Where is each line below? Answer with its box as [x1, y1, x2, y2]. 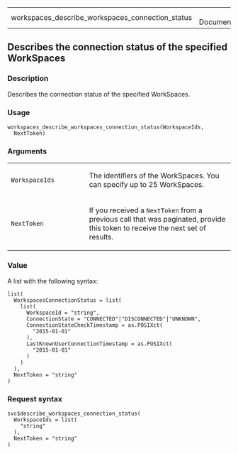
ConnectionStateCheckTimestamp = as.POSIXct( [25, 321, 163, 329]
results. [89, 232, 114, 242]
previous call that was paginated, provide [89, 215, 226, 225]
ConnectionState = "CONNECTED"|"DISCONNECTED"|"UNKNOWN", [25, 315, 201, 323]
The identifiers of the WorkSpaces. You [89, 171, 220, 180]
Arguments [7, 146, 47, 156]
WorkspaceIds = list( [13, 416, 78, 423]
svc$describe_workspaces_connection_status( [7, 410, 141, 417]
